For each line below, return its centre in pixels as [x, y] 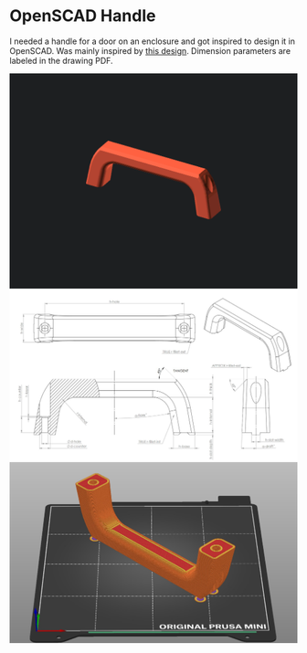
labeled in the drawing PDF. [61, 60]
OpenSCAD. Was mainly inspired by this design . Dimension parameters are [150, 50]
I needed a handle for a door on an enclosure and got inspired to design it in [152, 41]
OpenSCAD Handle [83, 16]
